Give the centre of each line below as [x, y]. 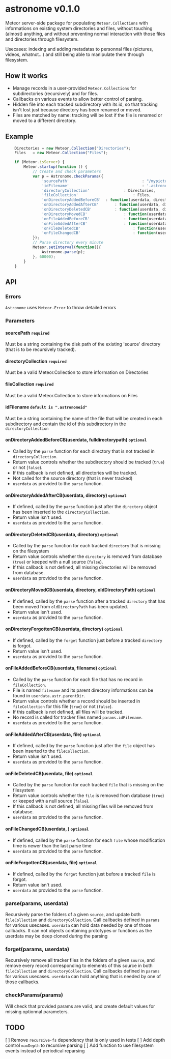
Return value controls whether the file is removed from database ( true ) [88, 796]
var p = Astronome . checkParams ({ [68, 176]
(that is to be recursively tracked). [41, 349]
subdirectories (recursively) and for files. [55, 93]
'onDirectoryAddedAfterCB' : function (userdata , [101, 205]
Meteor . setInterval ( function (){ [67, 247]
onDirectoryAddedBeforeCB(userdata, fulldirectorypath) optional [76, 440]
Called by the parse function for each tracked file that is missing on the [88, 785]
